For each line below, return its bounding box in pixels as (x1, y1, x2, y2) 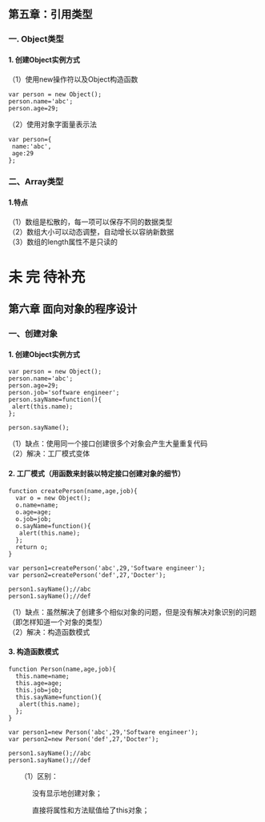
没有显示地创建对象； (31, 788, 102, 798)
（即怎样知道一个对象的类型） (8, 617, 106, 627)
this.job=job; (15, 686, 62, 694)
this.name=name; (15, 672, 70, 680)
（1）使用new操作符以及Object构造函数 (8, 74, 139, 84)
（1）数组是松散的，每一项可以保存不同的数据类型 (8, 217, 173, 227)
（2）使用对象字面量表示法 (8, 119, 98, 129)
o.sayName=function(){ (15, 522, 91, 530)
